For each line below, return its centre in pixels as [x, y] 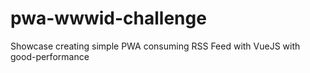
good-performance [50, 56]
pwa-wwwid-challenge [108, 18]
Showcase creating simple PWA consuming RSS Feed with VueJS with [155, 46]
